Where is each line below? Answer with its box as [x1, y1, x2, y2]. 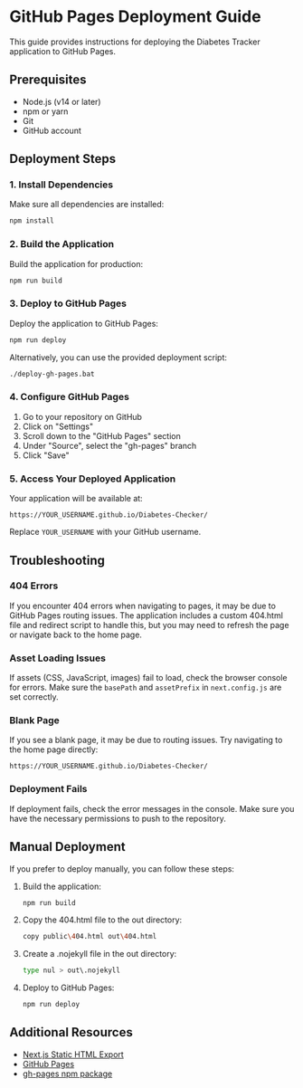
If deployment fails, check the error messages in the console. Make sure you [9, 803, 295, 814]
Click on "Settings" [22, 421, 94, 432]
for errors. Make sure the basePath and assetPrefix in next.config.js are [9, 682, 282, 693]
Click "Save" [22, 450, 70, 461]
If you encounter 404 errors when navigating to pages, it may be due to [9, 600, 276, 611]
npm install [9, 216, 54, 225]
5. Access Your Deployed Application [9, 472, 176, 485]
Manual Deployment [9, 839, 126, 854]
